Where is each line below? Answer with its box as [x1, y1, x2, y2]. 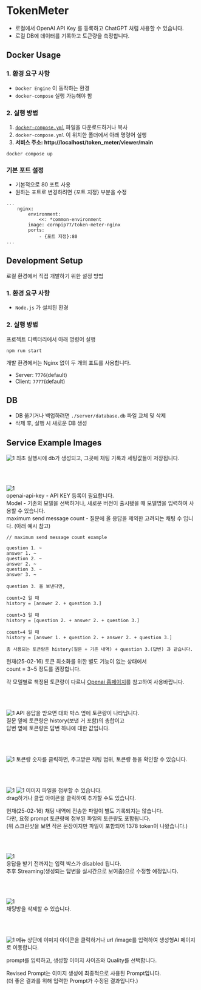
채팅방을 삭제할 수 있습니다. [6, 905, 72, 912]
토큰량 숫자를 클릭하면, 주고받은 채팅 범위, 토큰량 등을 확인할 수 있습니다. [16, 756, 188, 763]
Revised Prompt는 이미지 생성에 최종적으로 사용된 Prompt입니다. [6, 969, 162, 977]
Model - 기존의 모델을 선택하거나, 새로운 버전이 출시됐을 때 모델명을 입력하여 [6, 500, 188, 507]
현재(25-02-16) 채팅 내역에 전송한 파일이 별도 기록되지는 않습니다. [6, 807, 163, 815]
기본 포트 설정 [6, 166, 44, 174]
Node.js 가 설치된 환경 [15, 304, 69, 311]
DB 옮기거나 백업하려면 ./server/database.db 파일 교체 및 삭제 [15, 412, 166, 419]
